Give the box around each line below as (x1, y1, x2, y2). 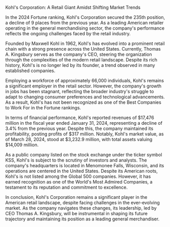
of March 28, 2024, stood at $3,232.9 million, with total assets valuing (5, 137, 153, 142)
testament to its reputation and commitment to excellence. (5, 184, 128, 190)
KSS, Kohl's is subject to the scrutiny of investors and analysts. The (5, 157, 147, 163)
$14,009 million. (5, 142, 39, 148)
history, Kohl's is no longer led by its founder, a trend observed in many (5, 62, 155, 68)
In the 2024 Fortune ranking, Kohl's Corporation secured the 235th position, (5, 14, 165, 20)
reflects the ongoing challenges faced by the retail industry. (5, 31, 131, 36)
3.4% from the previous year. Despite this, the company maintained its (5, 125, 154, 131)
